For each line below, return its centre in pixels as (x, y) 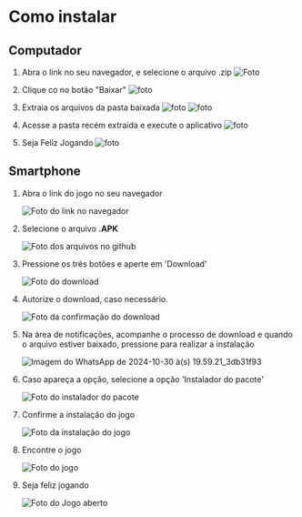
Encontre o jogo (51, 450)
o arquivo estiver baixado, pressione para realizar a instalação (138, 344)
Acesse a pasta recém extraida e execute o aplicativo (122, 125)
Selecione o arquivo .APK (70, 228)
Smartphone (45, 172)
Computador (45, 51)
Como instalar (63, 17)
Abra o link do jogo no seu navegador (92, 193)
